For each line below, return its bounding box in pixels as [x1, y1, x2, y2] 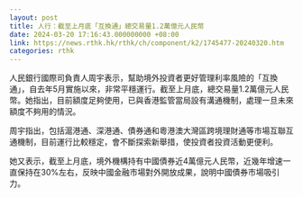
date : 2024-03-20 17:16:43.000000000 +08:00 [9, 30, 179, 39]
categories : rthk [9, 47, 75, 56]
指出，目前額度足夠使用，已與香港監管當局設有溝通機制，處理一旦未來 [32, 95, 294, 106]
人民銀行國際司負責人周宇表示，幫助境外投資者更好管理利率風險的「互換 [9, 73, 278, 84]
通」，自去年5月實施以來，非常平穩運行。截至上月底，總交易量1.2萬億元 [9, 84, 273, 94]
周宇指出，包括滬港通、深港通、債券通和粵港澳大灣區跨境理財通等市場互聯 [9, 125, 286, 136]
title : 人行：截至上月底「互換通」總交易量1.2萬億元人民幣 [9, 22, 205, 31]
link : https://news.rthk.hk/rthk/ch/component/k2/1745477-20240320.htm [9, 38, 284, 48]
